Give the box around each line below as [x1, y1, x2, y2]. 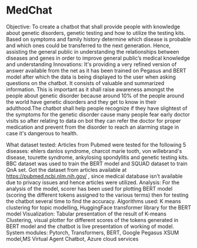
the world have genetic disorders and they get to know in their [6, 98, 157, 105]
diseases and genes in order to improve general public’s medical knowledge [6, 54, 190, 61]
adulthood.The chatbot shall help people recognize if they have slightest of [6, 105, 188, 112]
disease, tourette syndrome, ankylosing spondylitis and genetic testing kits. [6, 154, 189, 161]
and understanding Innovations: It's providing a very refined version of [6, 60, 177, 68]
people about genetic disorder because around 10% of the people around [6, 92, 184, 99]
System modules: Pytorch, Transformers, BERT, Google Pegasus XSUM [6, 229, 179, 236]
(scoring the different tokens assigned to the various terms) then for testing [6, 191, 189, 198]
